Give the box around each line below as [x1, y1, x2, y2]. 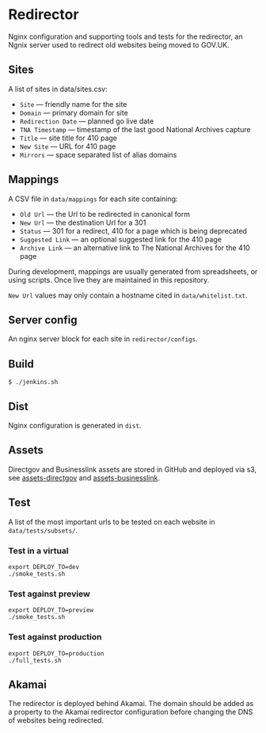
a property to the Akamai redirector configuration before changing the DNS [8, 707, 253, 717]
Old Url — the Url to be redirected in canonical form [19, 209, 191, 218]
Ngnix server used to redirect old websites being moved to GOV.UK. [8, 40, 230, 49]
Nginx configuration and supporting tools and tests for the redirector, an [8, 32, 243, 41]
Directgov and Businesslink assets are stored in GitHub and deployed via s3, [8, 465, 257, 474]
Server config [8, 313, 78, 326]
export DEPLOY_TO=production [8, 649, 104, 658]
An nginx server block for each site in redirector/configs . [8, 334, 198, 344]
